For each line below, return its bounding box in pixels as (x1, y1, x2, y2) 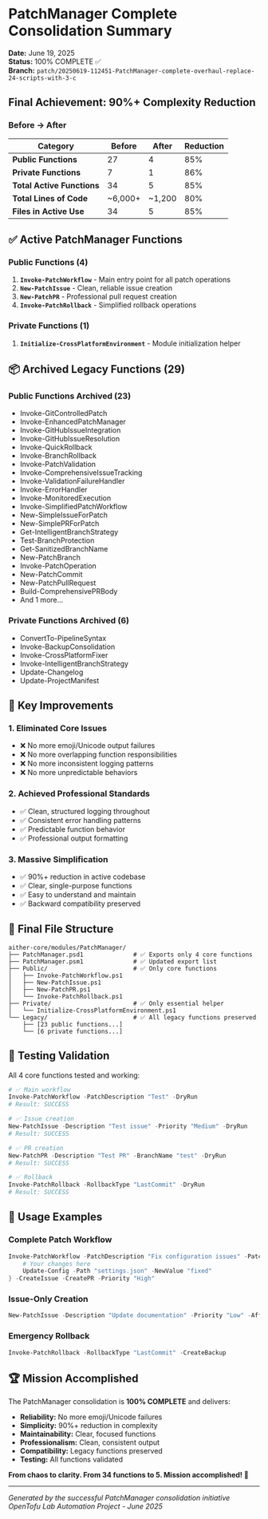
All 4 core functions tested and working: (8, 1070, 140, 1080)
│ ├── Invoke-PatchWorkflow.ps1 (8, 971, 124, 979)
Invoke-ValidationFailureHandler (19, 477, 125, 486)
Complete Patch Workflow (8, 1234, 112, 1245)
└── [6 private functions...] (22, 1027, 124, 1035)
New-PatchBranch (19, 552, 81, 563)
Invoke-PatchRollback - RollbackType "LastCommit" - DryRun (8, 1181, 205, 1189)
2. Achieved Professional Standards (8, 788, 150, 799)
